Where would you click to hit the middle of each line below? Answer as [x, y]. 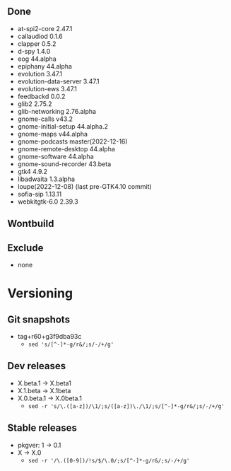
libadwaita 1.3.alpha [46, 179]
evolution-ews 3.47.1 [47, 88]
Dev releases [37, 366]
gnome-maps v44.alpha [53, 134]
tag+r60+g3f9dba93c [49, 337]
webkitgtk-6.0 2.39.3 [48, 202]
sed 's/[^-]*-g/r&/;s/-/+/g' [71, 345]
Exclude [25, 248]
